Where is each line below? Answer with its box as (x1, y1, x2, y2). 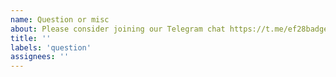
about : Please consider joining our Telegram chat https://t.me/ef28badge (10, 24, 329, 34)
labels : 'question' (10, 42, 92, 53)
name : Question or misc (10, 14, 110, 25)
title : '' (10, 33, 52, 43)
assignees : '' (10, 52, 70, 62)
